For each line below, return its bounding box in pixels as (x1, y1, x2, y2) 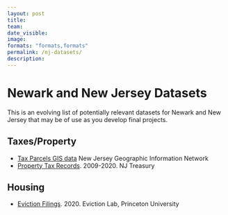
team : (7, 23, 23, 30)
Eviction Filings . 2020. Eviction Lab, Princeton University (17, 200, 179, 208)
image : (7, 36, 26, 43)
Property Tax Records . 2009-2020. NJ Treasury (17, 161, 155, 170)
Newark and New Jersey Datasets (7, 85, 207, 101)
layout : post (7, 10, 45, 17)
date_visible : (7, 29, 49, 37)
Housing (7, 181, 45, 193)
